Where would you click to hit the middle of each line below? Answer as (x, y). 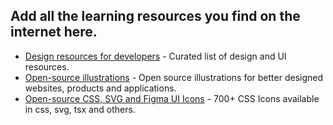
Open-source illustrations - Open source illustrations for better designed (174, 77)
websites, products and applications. (100, 88)
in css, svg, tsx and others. (80, 109)
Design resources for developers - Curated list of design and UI (155, 56)
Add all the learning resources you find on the (155, 16)
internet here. (54, 32)
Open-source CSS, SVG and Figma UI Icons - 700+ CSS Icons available (172, 98)
